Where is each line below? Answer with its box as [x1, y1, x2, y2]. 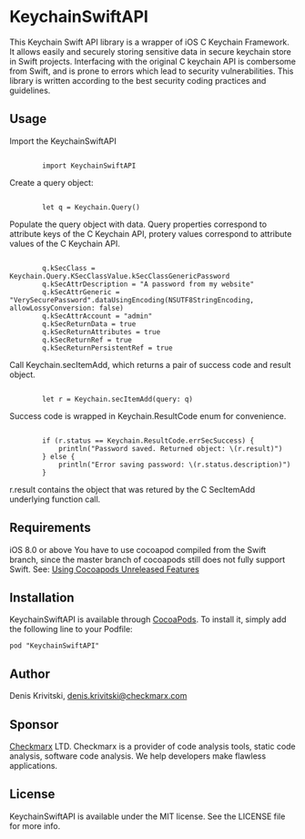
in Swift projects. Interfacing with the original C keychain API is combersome [9, 56, 297, 67]
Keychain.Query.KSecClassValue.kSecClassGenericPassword [9, 271, 230, 281]
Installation [9, 589, 75, 605]
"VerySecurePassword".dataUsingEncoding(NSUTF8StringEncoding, [9, 295, 255, 304]
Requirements [9, 520, 91, 536]
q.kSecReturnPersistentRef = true [42, 343, 173, 353]
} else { [42, 452, 76, 461]
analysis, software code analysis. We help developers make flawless [9, 751, 267, 762]
